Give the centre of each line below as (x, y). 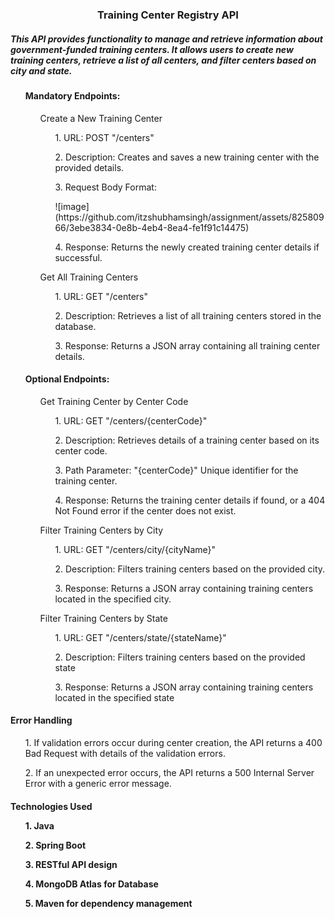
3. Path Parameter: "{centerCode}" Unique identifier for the (176, 470)
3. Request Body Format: (105, 187)
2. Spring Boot (55, 845)
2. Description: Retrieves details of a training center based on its (187, 440)
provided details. (89, 167)
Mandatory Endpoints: (72, 95)
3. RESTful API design (71, 864)
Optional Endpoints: (67, 379)
